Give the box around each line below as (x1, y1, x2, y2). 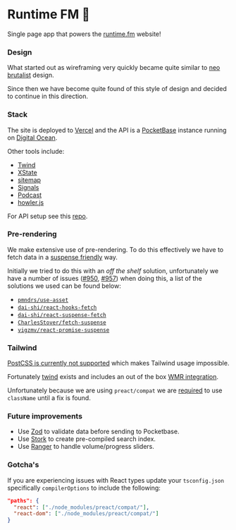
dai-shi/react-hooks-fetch (17, 303, 97, 311)
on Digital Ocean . (7, 133, 58, 142)
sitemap (17, 176, 41, 184)
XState (17, 168, 37, 176)
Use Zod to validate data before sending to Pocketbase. (17, 427, 180, 436)
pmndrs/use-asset (17, 296, 69, 303)
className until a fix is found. (7, 394, 92, 402)
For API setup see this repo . (7, 212, 88, 220)
